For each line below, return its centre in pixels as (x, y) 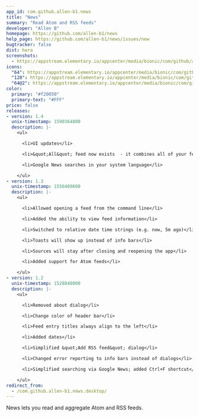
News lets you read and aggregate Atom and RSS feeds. (75, 408)
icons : (14, 67)
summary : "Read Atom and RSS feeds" (51, 23)
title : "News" (24, 17)
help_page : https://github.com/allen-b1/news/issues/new (78, 39)
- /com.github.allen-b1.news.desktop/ (60, 391)
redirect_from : (25, 386)
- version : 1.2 (25, 278)
